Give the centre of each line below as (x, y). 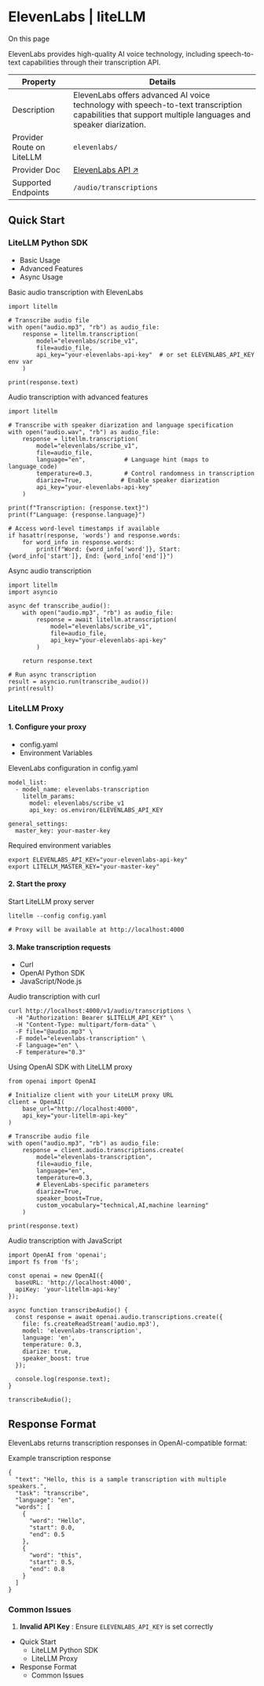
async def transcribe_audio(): (59, 606)
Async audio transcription (50, 570)
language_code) (33, 466)
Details (163, 81)
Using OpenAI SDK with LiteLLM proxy (70, 1067)
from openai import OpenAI (52, 1082)
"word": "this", (55, 1555)
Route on (29, 147)
